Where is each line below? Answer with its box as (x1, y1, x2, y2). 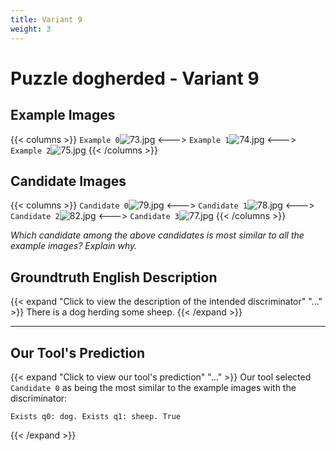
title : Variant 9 (10, 14, 83, 25)
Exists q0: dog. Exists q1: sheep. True (10, 411, 182, 421)
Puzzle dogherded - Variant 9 (10, 67, 260, 90)
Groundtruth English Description (10, 269, 218, 286)
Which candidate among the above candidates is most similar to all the (10, 229, 305, 241)
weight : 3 (10, 24, 52, 34)
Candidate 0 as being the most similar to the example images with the (10, 381, 297, 393)
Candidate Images (10, 172, 127, 190)
